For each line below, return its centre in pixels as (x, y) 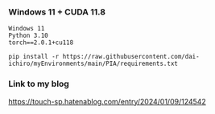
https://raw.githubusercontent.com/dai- (131, 57)
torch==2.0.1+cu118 (41, 43)
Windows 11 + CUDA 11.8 (57, 12)
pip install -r (34, 57)
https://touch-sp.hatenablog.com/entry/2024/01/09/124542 (107, 101)
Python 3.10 (28, 36)
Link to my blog (39, 84)
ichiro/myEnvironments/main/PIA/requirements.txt (93, 64)
